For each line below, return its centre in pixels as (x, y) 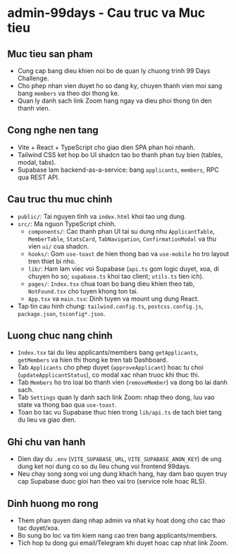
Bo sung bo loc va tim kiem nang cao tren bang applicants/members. (118, 536)
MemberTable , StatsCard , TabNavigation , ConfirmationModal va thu (122, 239)
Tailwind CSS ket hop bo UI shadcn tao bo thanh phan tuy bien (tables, (120, 155)
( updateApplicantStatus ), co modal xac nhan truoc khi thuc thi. (108, 375)
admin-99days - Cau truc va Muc (106, 13)
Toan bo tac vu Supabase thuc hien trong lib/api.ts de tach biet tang (119, 413)
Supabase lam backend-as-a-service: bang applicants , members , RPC (118, 170)
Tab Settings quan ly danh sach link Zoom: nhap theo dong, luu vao (116, 397)
